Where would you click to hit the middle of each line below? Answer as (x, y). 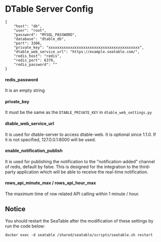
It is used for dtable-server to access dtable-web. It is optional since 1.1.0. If (80, 134)
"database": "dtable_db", (40, 39)
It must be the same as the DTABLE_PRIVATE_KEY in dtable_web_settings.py (79, 112)
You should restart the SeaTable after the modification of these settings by (79, 221)
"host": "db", (28, 26)
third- (145, 167)
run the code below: (25, 226)
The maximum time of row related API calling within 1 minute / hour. (72, 194)
